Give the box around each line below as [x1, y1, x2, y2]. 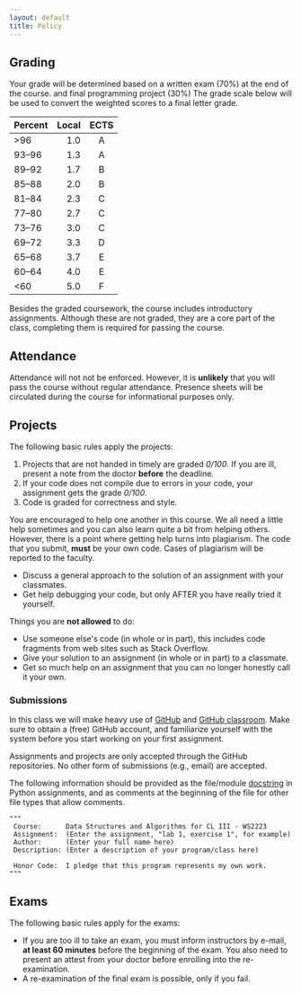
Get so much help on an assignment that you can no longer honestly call [22, 661, 290, 672]
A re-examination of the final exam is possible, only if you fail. [22, 973, 252, 984]
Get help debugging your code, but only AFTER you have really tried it [22, 589, 282, 599]
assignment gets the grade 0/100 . [22, 487, 148, 498]
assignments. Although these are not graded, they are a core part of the [9, 313, 276, 324]
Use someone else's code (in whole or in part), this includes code [22, 633, 266, 643]
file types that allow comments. [9, 797, 126, 808]
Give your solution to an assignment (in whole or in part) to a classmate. [22, 652, 289, 663]
